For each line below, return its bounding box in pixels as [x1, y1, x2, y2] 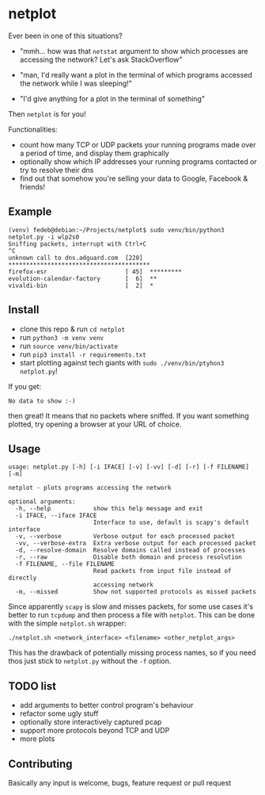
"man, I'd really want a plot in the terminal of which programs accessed [19, 70, 253, 79]
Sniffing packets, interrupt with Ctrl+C [8, 239, 147, 248]
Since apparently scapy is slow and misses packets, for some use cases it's [8, 602, 254, 611]
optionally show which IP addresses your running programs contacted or [19, 156, 257, 166]
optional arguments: [8, 498, 77, 506]
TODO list [8, 679, 57, 693]
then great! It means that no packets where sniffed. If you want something [8, 411, 249, 420]
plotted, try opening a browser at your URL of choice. [8, 419, 182, 429]
